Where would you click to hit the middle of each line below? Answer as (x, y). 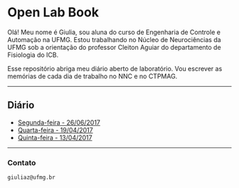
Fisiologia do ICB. (33, 55)
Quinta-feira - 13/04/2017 (55, 137)
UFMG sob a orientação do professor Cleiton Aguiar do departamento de (115, 47)
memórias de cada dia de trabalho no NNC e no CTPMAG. (92, 76)
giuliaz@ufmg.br (31, 178)
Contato (22, 162)
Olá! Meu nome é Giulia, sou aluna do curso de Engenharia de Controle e (114, 32)
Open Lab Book (53, 12)
